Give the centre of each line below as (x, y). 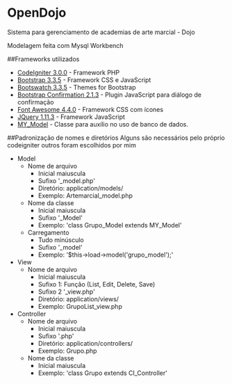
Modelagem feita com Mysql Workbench (65, 45)
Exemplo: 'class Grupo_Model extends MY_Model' (110, 225)
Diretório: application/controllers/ (85, 343)
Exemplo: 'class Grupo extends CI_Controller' (103, 373)
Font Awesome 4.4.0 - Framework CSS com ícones (90, 109)
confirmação (35, 102)
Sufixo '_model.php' (67, 181)
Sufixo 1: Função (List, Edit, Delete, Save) (97, 284)
